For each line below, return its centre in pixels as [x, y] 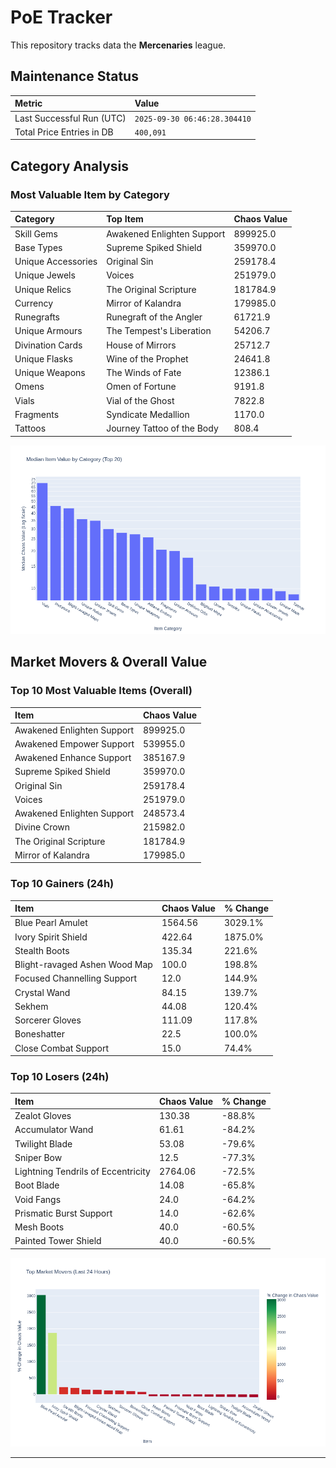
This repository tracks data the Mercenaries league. [118, 45]
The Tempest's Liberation [159, 331]
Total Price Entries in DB [64, 132]
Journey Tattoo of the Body [162, 428]
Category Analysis [70, 166]
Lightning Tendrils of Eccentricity [82, 1172]
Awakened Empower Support [74, 743]
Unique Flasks [43, 358]
